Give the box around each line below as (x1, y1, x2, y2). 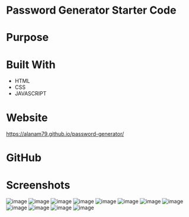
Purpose (6, 31, 49, 44)
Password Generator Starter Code (6, 4, 177, 17)
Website (6, 111, 48, 125)
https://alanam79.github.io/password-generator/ (6, 130, 124, 138)
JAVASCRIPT (14, 90, 47, 97)
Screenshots (6, 178, 71, 192)
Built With (6, 58, 56, 71)
